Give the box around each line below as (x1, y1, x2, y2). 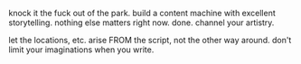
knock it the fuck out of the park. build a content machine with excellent (8, 8, 277, 18)
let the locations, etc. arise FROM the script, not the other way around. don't (8, 35, 292, 45)
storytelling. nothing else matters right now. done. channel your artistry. (8, 17, 275, 28)
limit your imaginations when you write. (8, 44, 155, 55)
